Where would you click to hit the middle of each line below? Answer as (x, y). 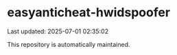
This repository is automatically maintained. (69, 44)
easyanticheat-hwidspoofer (88, 13)
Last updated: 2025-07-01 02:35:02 (58, 31)
